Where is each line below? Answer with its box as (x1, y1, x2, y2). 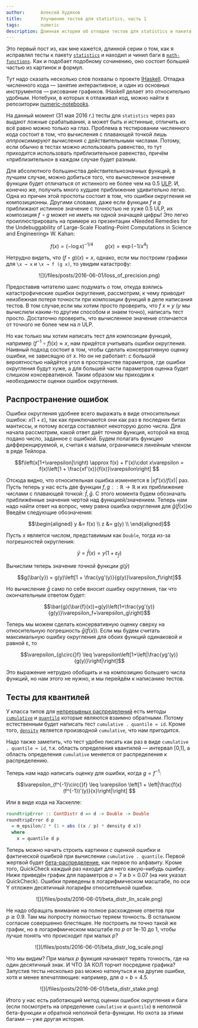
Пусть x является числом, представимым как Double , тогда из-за (6, 532, 171, 539)
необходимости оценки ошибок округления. (6, 377, 119, 384)
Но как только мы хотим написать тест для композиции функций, (6, 332, 172, 339)
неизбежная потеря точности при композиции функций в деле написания (6, 295, 193, 302)
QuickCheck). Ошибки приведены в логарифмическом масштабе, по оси (6, 878, 190, 885)
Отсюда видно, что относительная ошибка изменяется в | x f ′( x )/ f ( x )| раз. (6, 477, 189, 484)
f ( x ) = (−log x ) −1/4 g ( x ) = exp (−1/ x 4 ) (50, 242, 149, 249)
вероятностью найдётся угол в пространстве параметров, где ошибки (6, 358, 186, 366)
